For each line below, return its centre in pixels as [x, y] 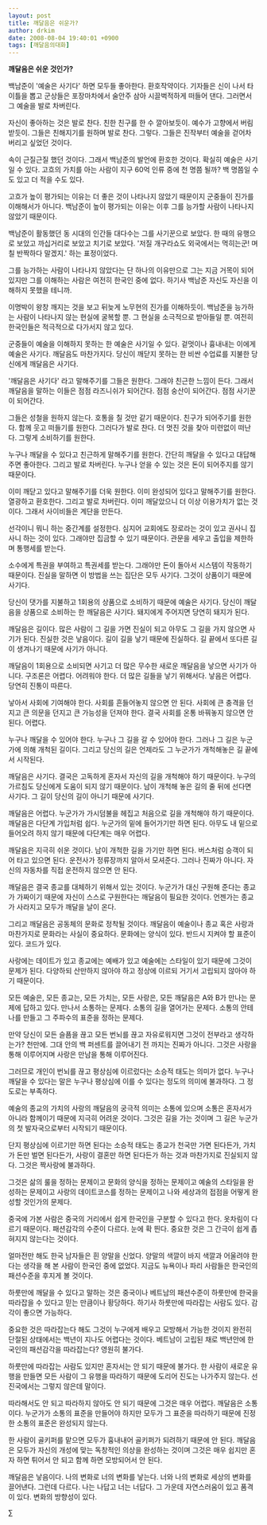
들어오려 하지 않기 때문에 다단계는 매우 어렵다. [79, 833]
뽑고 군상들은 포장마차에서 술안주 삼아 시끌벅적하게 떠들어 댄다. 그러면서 [141, 96]
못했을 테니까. [50, 290]
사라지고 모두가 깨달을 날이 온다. [66, 907]
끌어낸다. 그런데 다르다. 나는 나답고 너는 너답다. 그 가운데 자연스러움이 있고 [124, 1487]
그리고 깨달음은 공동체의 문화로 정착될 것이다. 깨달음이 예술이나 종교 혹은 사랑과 [131, 924]
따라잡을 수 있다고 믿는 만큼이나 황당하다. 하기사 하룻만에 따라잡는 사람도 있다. [129, 1303]
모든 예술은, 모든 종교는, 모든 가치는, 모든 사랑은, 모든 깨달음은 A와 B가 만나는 [128, 998]
